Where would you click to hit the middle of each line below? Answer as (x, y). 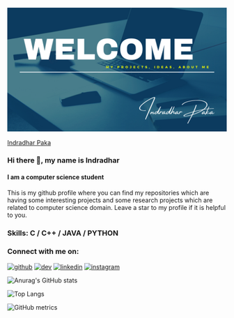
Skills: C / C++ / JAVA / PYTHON (63, 233)
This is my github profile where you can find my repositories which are (108, 192)
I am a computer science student (56, 177)
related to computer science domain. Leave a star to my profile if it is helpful (117, 207)
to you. (17, 215)
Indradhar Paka (29, 142)
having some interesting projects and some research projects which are (110, 200)
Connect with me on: (43, 252)
